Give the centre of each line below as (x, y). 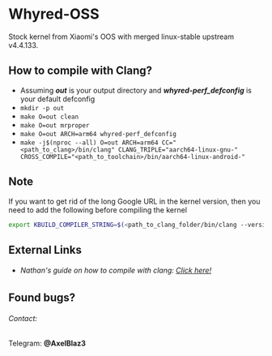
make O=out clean (49, 117)
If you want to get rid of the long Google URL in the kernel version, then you (134, 201)
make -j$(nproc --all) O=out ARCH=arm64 (89, 143)
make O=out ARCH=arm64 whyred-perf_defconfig (98, 134)
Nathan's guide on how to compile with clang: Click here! (116, 270)
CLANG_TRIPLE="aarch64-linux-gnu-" (178, 150)
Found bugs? (42, 298)
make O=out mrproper (55, 125)
